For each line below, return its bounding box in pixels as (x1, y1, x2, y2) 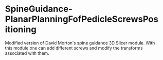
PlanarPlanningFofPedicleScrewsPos (5, 14, 159, 25)
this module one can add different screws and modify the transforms (5, 45, 143, 51)
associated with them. (5, 50, 50, 56)
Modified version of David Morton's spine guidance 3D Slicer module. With (5, 40, 155, 45)
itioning (5, 24, 36, 35)
